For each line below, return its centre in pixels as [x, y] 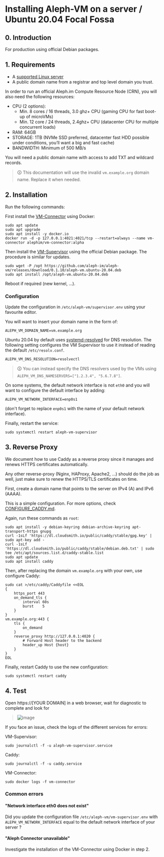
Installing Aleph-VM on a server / [74, 9]
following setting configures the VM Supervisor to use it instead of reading [80, 345]
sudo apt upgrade [23, 229]
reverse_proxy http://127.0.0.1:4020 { [55, 636]
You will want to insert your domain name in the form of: [62, 321]
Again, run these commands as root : [42, 518]
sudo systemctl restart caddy [36, 676]
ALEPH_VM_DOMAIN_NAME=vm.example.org [44, 331]
